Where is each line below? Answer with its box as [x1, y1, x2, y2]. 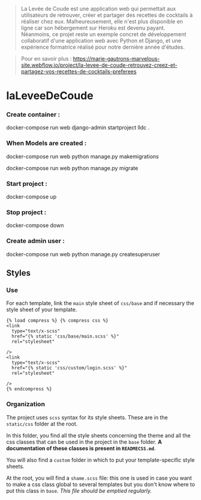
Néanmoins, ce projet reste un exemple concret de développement [20, 31, 187, 38]
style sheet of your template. [6, 306, 77, 313]
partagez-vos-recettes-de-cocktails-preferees [20, 68, 137, 75]
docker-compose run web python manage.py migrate [6, 164, 139, 171]
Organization [6, 400, 45, 409]
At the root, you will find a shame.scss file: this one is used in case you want [6, 474, 192, 481]
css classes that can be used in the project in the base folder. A [6, 438, 162, 445]
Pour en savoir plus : [20, 55, 72, 62]
